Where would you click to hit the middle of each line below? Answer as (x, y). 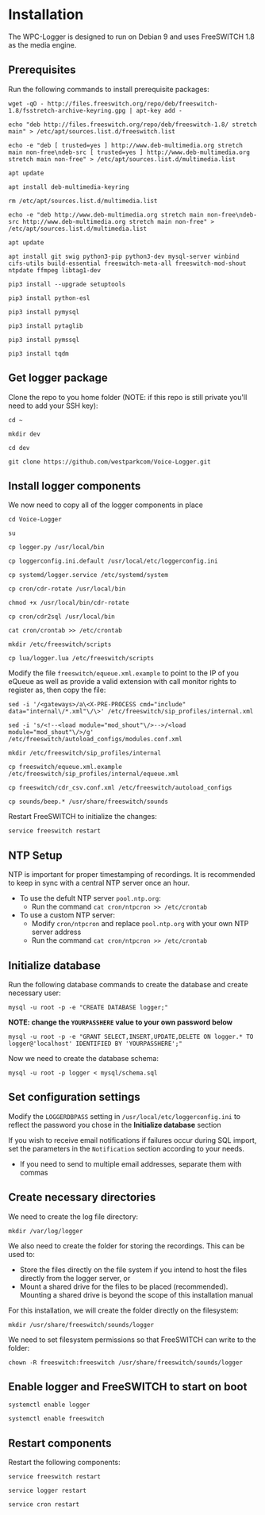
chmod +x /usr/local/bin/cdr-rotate (69, 603)
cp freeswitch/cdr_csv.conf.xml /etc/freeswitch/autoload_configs (120, 788)
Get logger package (58, 378)
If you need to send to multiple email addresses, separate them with (131, 1163)
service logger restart (48, 1491)
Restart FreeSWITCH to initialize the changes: (83, 817)
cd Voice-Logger (35, 520)
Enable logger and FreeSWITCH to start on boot (128, 1387)
